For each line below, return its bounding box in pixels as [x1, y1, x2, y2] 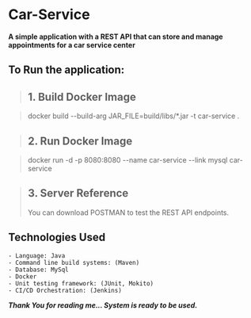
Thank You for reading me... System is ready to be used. [8, 300, 198, 310]
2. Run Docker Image [27, 134, 133, 148]
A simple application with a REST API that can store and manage [8, 32, 223, 41]
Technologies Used [8, 231, 105, 244]
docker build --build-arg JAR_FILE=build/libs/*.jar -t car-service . [27, 111, 240, 121]
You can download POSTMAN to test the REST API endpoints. [27, 208, 230, 217]
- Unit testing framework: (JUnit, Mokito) [8, 279, 154, 287]
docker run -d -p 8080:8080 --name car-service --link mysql [27, 155, 228, 164]
